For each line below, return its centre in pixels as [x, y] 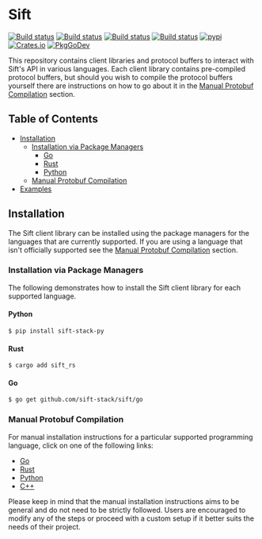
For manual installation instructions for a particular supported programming [131, 437]
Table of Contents [53, 119]
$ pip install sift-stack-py [56, 331]
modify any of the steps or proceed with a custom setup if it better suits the [131, 518]
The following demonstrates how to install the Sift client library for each [125, 287]
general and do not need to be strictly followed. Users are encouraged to [127, 510]
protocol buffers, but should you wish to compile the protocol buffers [121, 77]
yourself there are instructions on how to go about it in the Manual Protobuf [131, 86]
